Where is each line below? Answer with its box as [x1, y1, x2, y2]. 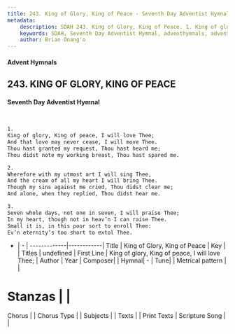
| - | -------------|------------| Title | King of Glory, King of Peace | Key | [17, 242, 226, 250]
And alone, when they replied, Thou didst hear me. [7, 190, 161, 197]
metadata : [7, 17, 36, 24]
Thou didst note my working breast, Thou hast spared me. [7, 151, 180, 158]
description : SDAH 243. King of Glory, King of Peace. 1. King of [20, 23, 218, 30]
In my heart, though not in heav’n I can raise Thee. [7, 216, 168, 223]
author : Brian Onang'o [20, 36, 86, 43]
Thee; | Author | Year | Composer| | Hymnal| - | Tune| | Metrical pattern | [17, 256, 227, 265]
